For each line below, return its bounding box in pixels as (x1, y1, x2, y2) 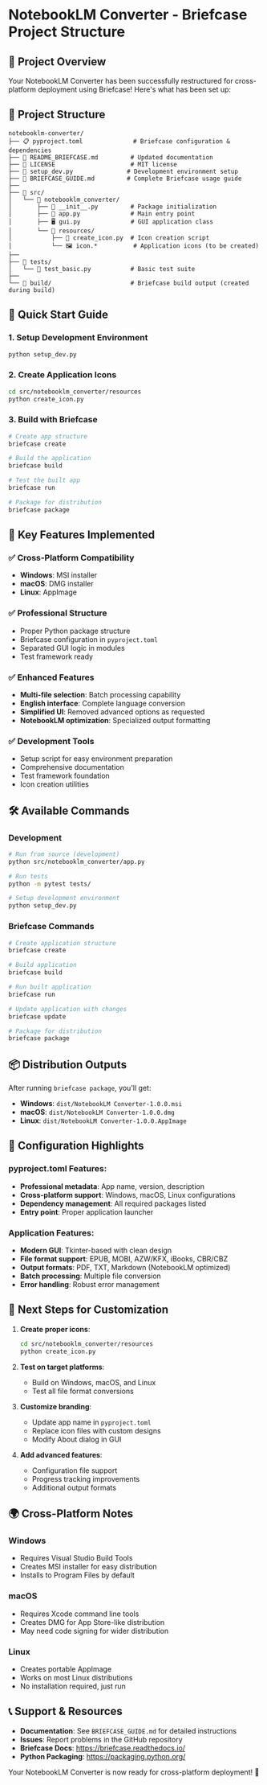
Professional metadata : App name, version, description (19, 1181, 204, 1191)
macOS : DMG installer (19, 579, 94, 589)
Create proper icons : (19, 1324, 91, 1334)
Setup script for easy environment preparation (19, 754, 173, 763)
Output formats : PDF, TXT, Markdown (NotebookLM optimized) (19, 1263, 231, 1273)
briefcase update (8, 1012, 67, 1021)
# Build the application (8, 454, 91, 463)
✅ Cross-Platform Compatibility (8, 553, 135, 564)
